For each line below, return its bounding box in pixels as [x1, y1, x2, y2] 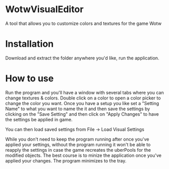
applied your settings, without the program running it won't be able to [5, 141, 151, 148]
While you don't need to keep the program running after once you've [5, 136, 149, 142]
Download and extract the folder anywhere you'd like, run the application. [5, 55, 159, 61]
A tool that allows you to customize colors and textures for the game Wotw [5, 20, 162, 26]
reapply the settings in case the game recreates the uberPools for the [5, 147, 151, 153]
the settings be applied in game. [5, 116, 73, 122]
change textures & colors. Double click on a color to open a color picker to [5, 95, 161, 101]
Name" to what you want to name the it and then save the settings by [5, 106, 150, 112]
